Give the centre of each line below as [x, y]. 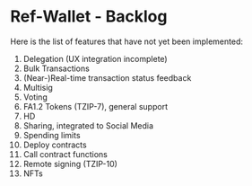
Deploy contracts [55, 145]
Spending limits [52, 135]
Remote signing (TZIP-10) [70, 164]
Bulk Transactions [56, 68]
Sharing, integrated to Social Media [88, 125]
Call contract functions [65, 154]
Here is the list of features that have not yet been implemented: [127, 41]
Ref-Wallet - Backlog [89, 17]
